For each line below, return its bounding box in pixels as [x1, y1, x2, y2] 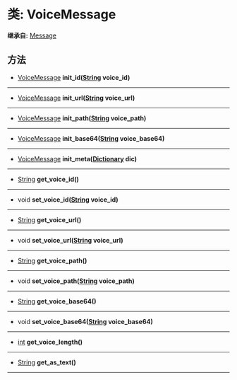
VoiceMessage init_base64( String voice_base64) [17, 134, 165, 142]
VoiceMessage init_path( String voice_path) [17, 114, 147, 122]
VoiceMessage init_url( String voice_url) [17, 93, 135, 102]
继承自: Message [7, 31, 56, 40]
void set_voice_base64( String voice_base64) [17, 317, 153, 326]
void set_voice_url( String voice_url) [17, 236, 123, 244]
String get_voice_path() [17, 256, 87, 265]
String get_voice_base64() [17, 296, 97, 305]
